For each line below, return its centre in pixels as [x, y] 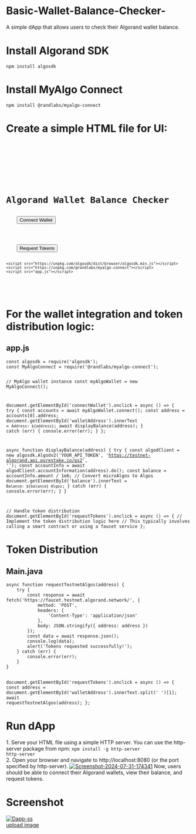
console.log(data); [51, 641]
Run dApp [31, 726]
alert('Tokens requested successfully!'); [80, 647]
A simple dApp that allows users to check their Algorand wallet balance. [93, 27]
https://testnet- [129, 455]
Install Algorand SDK [58, 51]
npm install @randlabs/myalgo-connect [53, 105]
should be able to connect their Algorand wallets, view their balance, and [94, 772]
